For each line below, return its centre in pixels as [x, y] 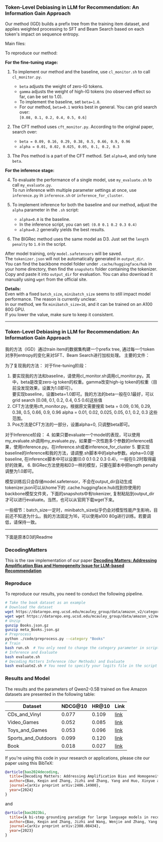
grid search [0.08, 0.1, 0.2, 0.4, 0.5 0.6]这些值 [57, 400]
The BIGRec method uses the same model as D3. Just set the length [80, 239]
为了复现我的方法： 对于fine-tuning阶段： [47, 365]
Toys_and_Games [27, 730]
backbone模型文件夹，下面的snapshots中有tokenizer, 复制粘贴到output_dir [80, 493]
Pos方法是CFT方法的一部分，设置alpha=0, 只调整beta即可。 [72, 424]
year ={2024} [22, 790]
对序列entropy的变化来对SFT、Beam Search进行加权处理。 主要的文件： [77, 355]
